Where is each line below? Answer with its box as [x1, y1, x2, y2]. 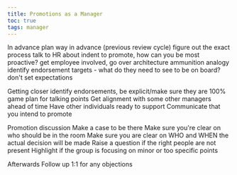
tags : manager [7, 23, 50, 31]
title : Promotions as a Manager [7, 10, 103, 18]
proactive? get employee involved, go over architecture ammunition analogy [7, 58, 229, 67]
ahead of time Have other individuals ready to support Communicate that [7, 102, 221, 111]
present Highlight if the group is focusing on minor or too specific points [7, 147, 219, 155]
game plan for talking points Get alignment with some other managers [7, 95, 211, 103]
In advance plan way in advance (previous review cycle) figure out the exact [7, 43, 231, 52]
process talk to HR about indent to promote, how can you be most [7, 51, 200, 59]
